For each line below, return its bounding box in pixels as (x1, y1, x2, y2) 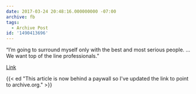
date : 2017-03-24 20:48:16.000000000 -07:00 (6, 8, 116, 15)
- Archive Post (11, 25, 49, 31)
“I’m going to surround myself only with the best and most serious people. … (6, 46, 191, 53)
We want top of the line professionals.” (6, 53, 99, 60)
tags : (6, 19, 19, 25)
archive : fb (6, 14, 35, 20)
